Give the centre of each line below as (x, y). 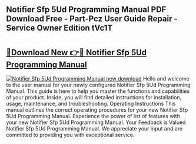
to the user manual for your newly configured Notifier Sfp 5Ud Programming (98, 85)
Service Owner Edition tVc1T (59, 28)
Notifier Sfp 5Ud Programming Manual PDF (86, 10)
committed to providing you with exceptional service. (70, 135)
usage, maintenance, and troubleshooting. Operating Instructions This (91, 103)
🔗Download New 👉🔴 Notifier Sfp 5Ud (77, 52)
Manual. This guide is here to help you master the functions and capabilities (98, 91)
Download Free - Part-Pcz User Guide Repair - (92, 19)
